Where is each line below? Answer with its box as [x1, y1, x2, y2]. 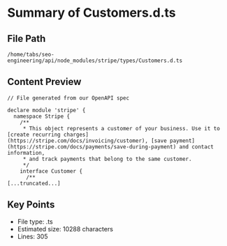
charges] [63, 131, 89, 138]
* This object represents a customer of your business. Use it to [22, 125, 220, 132]
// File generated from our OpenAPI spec [7, 94, 130, 102]
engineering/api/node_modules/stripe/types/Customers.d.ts [7, 57, 183, 64]
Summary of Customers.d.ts [7, 5, 176, 21]
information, [7, 149, 45, 156]
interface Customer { [20, 167, 82, 175]
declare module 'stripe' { [7, 107, 86, 114]
